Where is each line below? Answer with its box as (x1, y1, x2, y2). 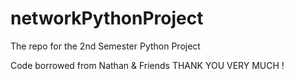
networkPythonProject (10, 7, 204, 30)
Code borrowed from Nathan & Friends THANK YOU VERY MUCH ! (10, 59, 285, 71)
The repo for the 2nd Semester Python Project (10, 40, 201, 52)
